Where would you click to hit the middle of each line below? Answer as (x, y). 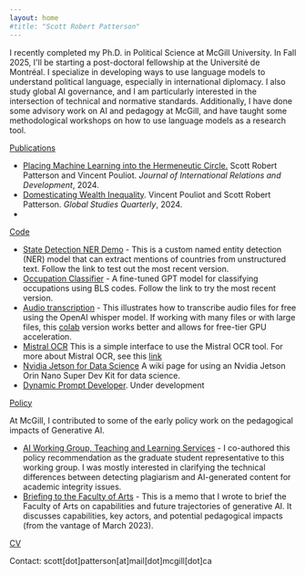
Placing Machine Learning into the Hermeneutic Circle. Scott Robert (150, 165)
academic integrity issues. (72, 486)
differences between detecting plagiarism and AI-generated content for (157, 476)
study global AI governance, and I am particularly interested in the (133, 91)
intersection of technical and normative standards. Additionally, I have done (151, 100)
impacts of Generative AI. (57, 430)
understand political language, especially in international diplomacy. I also (147, 81)
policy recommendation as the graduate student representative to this (153, 457)
